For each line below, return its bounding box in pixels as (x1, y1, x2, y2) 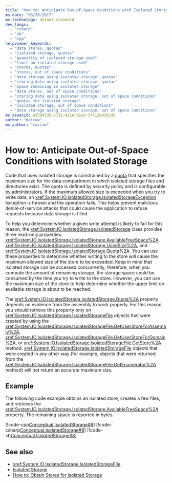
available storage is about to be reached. (5, 286, 92, 292)
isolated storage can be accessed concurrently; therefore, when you (5, 264, 150, 270)
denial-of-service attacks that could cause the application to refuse (5, 205, 147, 211)
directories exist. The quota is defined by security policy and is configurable (5, 183, 166, 189)
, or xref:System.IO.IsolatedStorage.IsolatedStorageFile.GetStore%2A (15, 340, 161, 346)
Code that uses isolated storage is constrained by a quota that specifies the (5, 172, 165, 178)
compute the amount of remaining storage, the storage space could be (5, 269, 155, 275)
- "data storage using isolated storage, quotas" (10, 75, 118, 80)
